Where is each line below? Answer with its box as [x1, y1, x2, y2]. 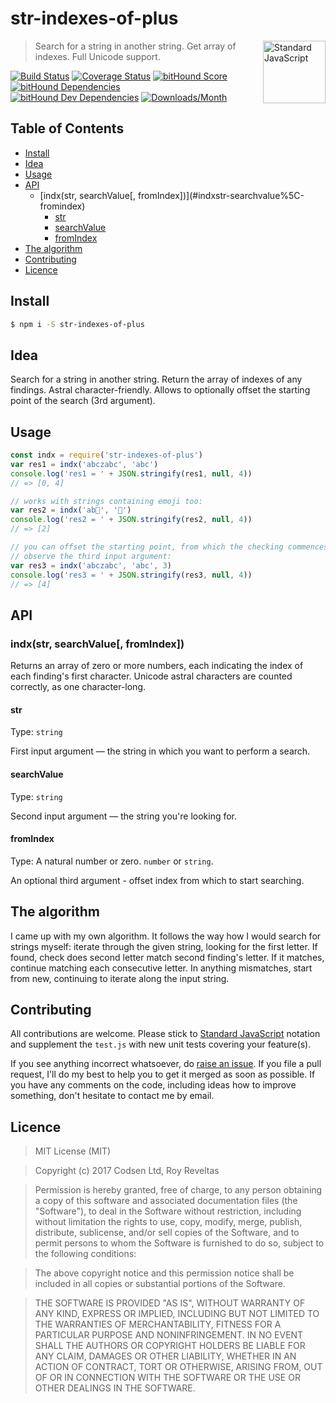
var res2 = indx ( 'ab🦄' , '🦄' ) [10, 505, 132, 516]
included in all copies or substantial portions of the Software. [34, 1278, 286, 1290]
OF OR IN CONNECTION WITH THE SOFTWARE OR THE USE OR [34, 1372, 301, 1384]
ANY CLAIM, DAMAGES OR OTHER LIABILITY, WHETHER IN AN [34, 1350, 297, 1362]
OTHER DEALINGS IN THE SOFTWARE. [34, 1382, 196, 1394]
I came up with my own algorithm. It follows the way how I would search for [10, 930, 322, 942]
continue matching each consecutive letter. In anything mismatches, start [10, 962, 313, 974]
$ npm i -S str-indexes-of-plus [10, 319, 145, 329]
